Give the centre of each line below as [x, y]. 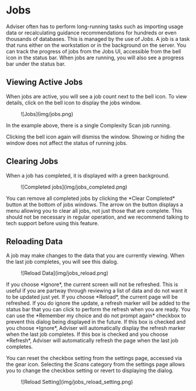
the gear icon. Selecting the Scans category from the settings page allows [96, 365]
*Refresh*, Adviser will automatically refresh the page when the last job [92, 341]
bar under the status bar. [36, 64]
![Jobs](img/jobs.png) [47, 114]
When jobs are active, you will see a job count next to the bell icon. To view [97, 96]
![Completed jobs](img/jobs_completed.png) [74, 187]
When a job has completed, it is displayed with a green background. [88, 175]
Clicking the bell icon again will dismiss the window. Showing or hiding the [95, 137]
